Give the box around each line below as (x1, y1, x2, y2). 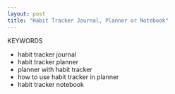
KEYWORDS (7, 36, 43, 45)
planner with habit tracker (17, 65, 93, 74)
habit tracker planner (17, 57, 79, 66)
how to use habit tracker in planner (17, 72, 119, 81)
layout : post (7, 10, 46, 18)
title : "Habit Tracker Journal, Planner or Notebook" (7, 17, 169, 24)
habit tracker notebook (17, 80, 85, 88)
